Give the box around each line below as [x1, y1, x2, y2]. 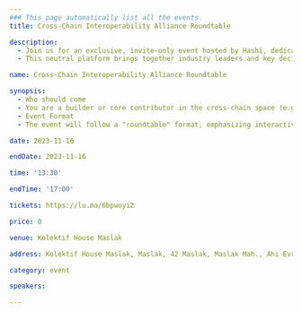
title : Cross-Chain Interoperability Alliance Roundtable [9, 22, 231, 30]
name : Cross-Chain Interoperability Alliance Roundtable [9, 71, 227, 80]
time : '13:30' [9, 169, 63, 178]
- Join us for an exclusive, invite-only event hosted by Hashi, [17, 46, 268, 55]
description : [9, 38, 58, 47]
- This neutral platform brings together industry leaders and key [17, 55, 276, 64]
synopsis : [9, 87, 47, 96]
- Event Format [17, 111, 75, 121]
